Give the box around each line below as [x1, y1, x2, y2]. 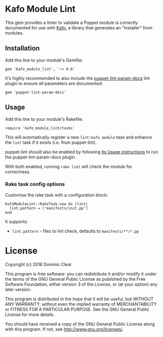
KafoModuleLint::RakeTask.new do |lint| [5, 202, 89, 206]
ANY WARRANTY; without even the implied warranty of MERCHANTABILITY [5, 301, 157, 307]
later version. [5, 286, 32, 292]
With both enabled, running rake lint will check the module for [5, 163, 132, 169]
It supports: [5, 219, 28, 225]
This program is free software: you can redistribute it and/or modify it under [5, 270, 157, 277]
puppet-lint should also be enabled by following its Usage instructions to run [5, 149, 158, 155]
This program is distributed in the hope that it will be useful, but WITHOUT [5, 296, 154, 302]
